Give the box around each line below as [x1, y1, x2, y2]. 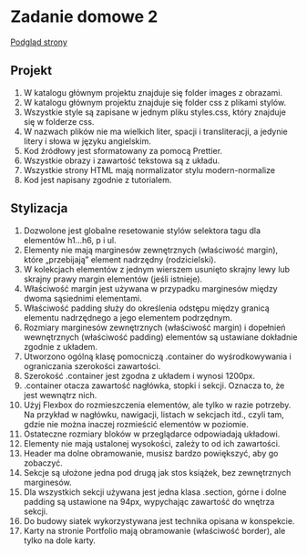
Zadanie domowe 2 [10, 6, 159, 27]
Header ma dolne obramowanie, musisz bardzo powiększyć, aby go [23, 447, 279, 458]
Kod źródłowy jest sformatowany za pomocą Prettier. [23, 145, 222, 156]
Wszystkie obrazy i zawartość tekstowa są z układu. [23, 155, 220, 166]
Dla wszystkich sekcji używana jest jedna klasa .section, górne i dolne [23, 486, 287, 498]
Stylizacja [10, 200, 68, 216]
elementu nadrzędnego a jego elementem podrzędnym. [23, 312, 233, 323]
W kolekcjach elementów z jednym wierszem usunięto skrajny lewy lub [23, 263, 291, 274]
